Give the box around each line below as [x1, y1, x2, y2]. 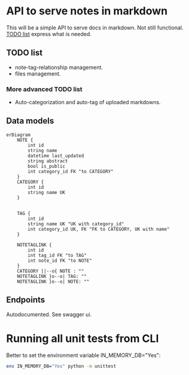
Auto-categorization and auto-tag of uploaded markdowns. [14, 99, 161, 106]
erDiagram [6, 132, 31, 138]
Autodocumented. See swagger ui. [6, 310, 92, 318]
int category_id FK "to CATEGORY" [28, 168, 114, 174]
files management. [14, 70, 61, 77]
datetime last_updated [28, 153, 84, 159]
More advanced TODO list [6, 85, 83, 93]
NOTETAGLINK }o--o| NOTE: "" [17, 279, 90, 285]
